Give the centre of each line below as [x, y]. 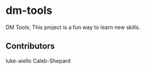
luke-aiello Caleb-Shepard [38, 60]
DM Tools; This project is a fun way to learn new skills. [73, 27]
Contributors [30, 46]
